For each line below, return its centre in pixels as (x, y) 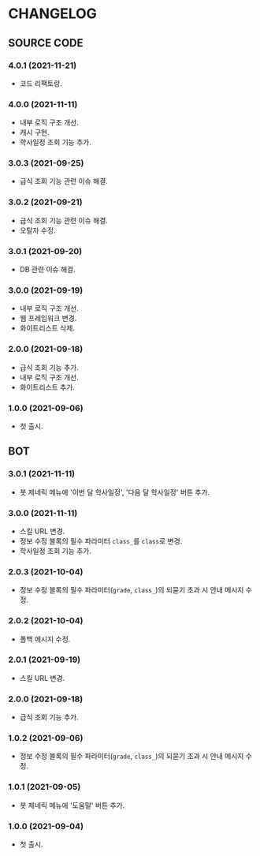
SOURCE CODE (46, 43)
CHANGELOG (52, 14)
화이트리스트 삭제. (47, 328)
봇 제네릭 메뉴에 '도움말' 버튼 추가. (72, 805)
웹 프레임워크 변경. (48, 318)
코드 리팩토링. (41, 83)
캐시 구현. (34, 133)
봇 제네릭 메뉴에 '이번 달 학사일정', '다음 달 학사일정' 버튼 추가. (115, 492)
